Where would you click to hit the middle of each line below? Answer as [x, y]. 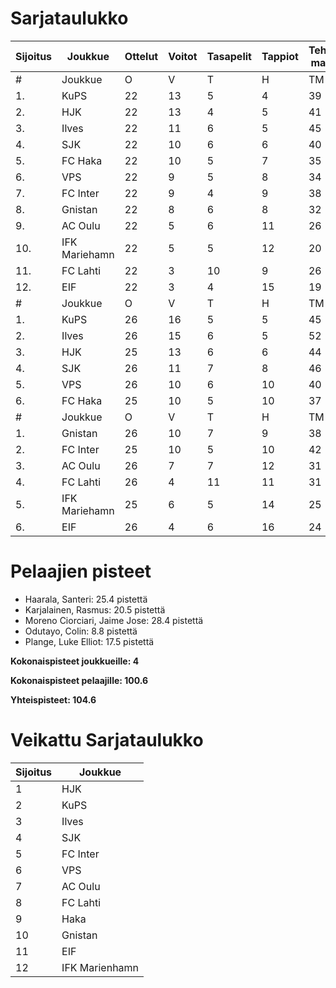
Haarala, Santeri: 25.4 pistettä [86, 599]
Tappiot [280, 56]
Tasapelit [229, 56]
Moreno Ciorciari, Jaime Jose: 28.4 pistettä [114, 620]
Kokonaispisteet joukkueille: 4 [75, 661]
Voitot [183, 56]
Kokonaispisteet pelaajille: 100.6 [79, 680]
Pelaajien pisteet [81, 571]
